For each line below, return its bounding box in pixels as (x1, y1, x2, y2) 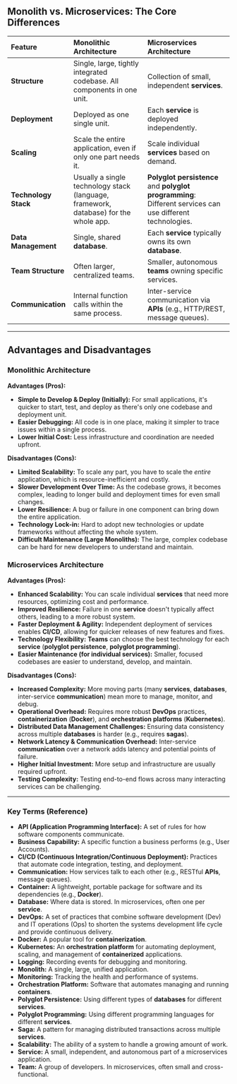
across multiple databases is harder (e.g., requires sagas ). (17, 729, 189, 738)
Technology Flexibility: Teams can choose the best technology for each (17, 635, 229, 643)
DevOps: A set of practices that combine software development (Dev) (17, 912, 221, 921)
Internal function (73, 290, 128, 300)
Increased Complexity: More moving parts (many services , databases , (17, 684, 227, 693)
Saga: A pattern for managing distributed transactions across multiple (17, 1025, 221, 1034)
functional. (17, 1070, 49, 1079)
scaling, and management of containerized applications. (17, 950, 183, 959)
